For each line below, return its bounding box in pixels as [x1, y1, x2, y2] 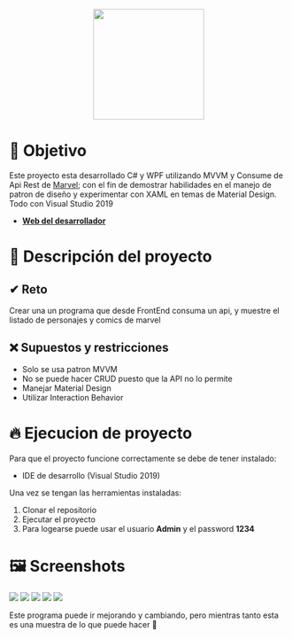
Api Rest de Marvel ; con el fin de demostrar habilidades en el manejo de [9, 179, 272, 190]
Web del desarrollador [21, 215, 106, 226]
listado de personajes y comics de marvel [9, 315, 161, 325]
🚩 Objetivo [9, 141, 87, 161]
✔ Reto [9, 282, 48, 297]
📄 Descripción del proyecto [9, 246, 212, 267]
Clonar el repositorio [21, 504, 97, 515]
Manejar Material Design [21, 382, 112, 394]
